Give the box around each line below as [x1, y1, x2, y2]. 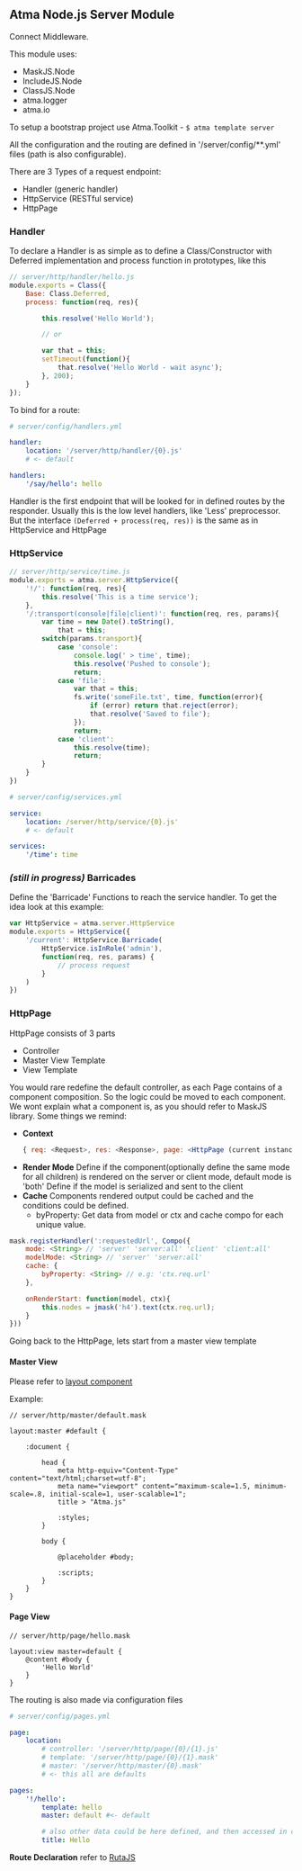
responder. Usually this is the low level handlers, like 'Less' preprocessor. [9, 505, 281, 516]
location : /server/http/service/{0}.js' [25, 817, 179, 826]
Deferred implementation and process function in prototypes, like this [9, 256, 267, 266]
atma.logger [22, 94, 67, 105]
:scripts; [57, 1569, 94, 1578]
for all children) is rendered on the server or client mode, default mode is [22, 1171, 292, 1182]
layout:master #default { [9, 1426, 106, 1436]
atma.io [22, 103, 51, 115]
